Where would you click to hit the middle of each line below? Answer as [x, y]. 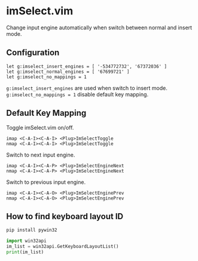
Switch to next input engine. [41, 155]
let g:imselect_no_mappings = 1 [46, 77]
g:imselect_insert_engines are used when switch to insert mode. [87, 88]
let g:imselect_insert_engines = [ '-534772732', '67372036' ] [87, 66]
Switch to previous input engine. [46, 182]
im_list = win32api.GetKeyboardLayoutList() [63, 247]
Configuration [33, 53]
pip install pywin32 [32, 230]
